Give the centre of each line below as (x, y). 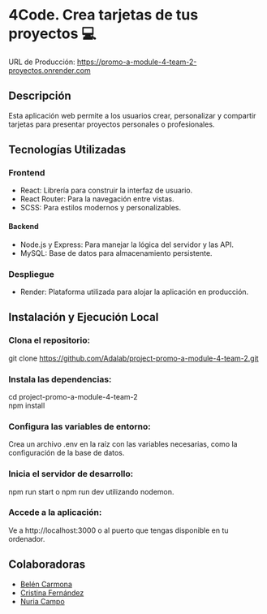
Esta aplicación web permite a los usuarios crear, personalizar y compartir (132, 115)
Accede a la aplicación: (55, 512)
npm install (27, 405)
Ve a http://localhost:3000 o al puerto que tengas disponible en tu (118, 530)
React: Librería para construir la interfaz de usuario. (106, 190)
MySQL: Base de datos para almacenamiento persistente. (116, 253)
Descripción (40, 96)
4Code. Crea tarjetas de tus (103, 15)
